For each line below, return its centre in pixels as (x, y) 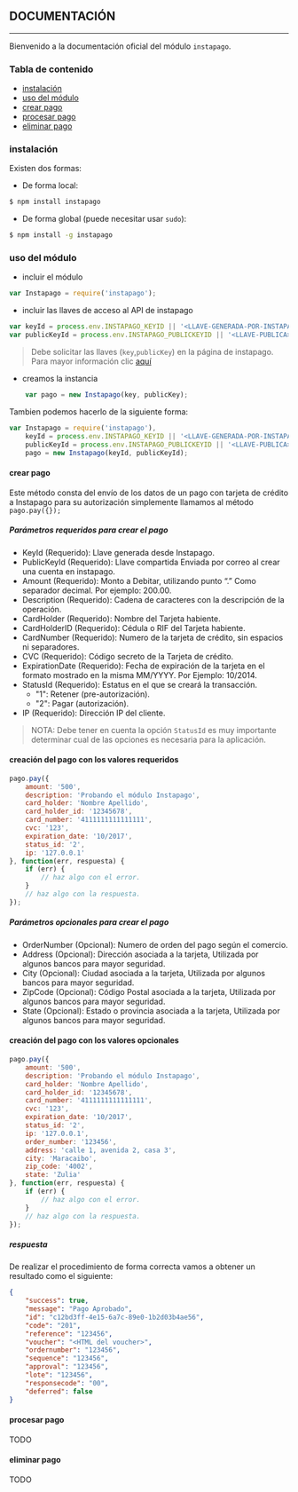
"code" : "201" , (53, 1325)
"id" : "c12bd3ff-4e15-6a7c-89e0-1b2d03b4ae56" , (114, 1317)
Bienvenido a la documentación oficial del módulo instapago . (120, 46)
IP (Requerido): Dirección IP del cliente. (94, 713)
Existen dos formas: (46, 169)
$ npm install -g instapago (61, 235)
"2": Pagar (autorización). (82, 703)
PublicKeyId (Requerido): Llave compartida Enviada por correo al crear (151, 562)
